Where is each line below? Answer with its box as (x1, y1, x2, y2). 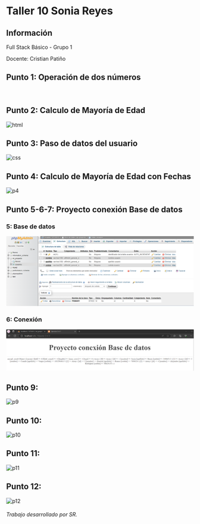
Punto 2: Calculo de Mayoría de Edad (6, 105, 146, 115)
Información (6, 28, 52, 38)
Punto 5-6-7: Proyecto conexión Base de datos (6, 204, 183, 215)
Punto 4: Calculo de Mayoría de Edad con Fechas (6, 171, 192, 181)
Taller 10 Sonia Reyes (6, 4, 113, 18)
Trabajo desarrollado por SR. (6, 511, 77, 518)
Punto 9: (6, 382, 39, 393)
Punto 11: (6, 448, 40, 459)
